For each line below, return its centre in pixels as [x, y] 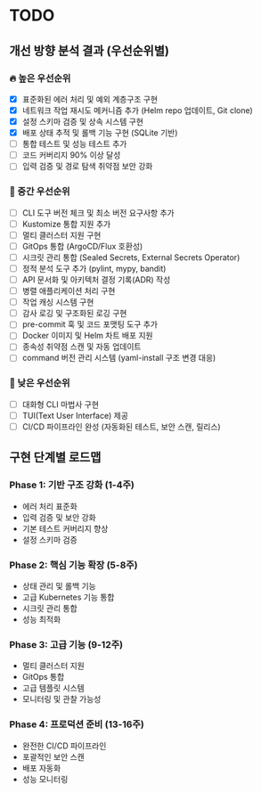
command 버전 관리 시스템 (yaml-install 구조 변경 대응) [119, 358]
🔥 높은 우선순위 [40, 78]
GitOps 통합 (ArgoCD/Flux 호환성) [82, 246]
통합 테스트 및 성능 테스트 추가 [74, 144]
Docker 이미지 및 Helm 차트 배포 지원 [87, 336]
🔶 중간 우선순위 [40, 192]
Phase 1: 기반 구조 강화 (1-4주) [72, 485]
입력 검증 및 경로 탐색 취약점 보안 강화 [87, 167]
